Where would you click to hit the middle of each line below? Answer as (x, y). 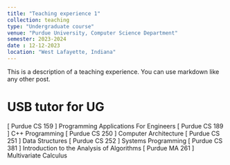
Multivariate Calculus (37, 155)
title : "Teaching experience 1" (54, 13)
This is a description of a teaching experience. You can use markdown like (113, 71)
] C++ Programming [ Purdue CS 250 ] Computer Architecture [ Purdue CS (114, 133)
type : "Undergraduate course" (51, 26)
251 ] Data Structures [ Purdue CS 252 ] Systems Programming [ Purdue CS (115, 140)
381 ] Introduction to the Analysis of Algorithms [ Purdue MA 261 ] (101, 148)
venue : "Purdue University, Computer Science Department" (92, 33)
